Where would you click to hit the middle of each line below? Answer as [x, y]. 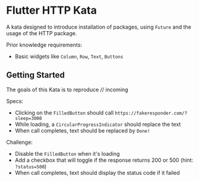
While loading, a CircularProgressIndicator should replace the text [98, 124]
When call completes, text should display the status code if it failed [97, 172]
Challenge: [19, 142]
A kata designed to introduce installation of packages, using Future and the [99, 27]
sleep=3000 [28, 118]
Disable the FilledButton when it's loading [67, 153]
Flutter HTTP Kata [52, 10]
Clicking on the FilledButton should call [64, 112]
